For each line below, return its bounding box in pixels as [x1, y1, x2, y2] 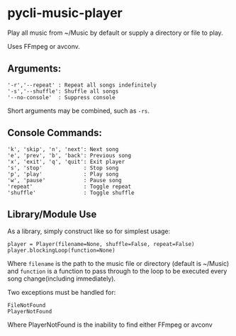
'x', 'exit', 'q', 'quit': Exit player [7, 158, 125, 165]
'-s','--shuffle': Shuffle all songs [7, 87, 119, 95]
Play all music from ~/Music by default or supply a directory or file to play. [7, 28, 223, 37]
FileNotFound [7, 302, 46, 309]
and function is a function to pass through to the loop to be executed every [7, 267, 227, 276]
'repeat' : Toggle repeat [7, 183, 132, 190]
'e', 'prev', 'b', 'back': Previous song [7, 152, 132, 159]
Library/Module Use [7, 208, 97, 220]
